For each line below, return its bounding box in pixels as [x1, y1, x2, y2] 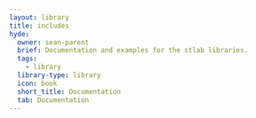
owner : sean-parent [17, 37, 90, 47]
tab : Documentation [17, 95, 90, 105]
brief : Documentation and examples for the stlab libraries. [17, 46, 249, 55]
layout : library [9, 12, 69, 22]
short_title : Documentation [17, 87, 122, 96]
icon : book [17, 79, 58, 88]
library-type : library [17, 71, 101, 80]
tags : [17, 54, 38, 63]
